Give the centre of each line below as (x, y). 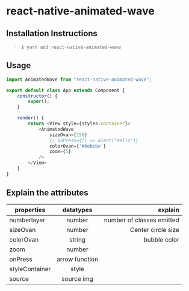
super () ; (39, 102)
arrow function (77, 259)
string (77, 239)
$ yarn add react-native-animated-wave (71, 47)
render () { (31, 118)
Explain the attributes (47, 193)
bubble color (161, 239)
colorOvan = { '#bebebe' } (78, 146)
